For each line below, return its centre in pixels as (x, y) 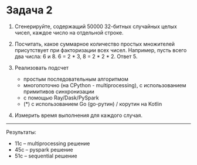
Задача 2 (29, 10)
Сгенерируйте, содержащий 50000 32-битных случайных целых (96, 26)
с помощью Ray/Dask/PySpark (61, 98)
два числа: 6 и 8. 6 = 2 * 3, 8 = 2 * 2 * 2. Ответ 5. (76, 56)
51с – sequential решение (46, 156)
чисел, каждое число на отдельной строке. (69, 32)
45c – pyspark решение (44, 149)
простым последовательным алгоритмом (76, 79)
